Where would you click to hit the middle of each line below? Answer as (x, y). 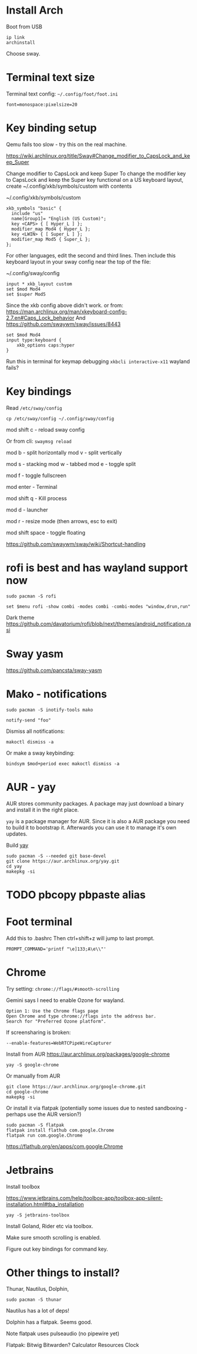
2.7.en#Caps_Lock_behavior (40, 318)
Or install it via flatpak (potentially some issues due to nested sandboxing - (96, 1108)
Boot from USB (24, 27)
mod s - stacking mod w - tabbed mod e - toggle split (71, 464)
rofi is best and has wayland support (97, 568)
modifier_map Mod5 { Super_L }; (51, 239)
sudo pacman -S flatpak (35, 1125)
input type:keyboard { (34, 340)
